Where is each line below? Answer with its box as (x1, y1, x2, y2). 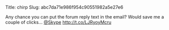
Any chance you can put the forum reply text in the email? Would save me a (5, 14, 164, 19)
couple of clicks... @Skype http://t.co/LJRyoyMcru (5, 19, 111, 25)
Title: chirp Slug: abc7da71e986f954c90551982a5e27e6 (5, 4, 124, 10)
